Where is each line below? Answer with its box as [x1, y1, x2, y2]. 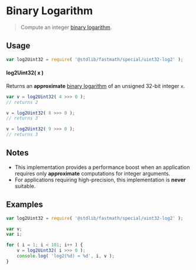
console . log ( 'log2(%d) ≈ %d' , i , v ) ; [17, 253, 115, 259]
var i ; [6, 232, 22, 238]
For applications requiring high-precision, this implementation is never [14, 176, 186, 183]
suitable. [14, 182, 36, 190]
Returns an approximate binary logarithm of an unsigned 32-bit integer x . [6, 82, 185, 89]
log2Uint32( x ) [6, 69, 44, 76]
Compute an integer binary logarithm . [20, 24, 112, 31]
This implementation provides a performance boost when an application [14, 164, 190, 171]
